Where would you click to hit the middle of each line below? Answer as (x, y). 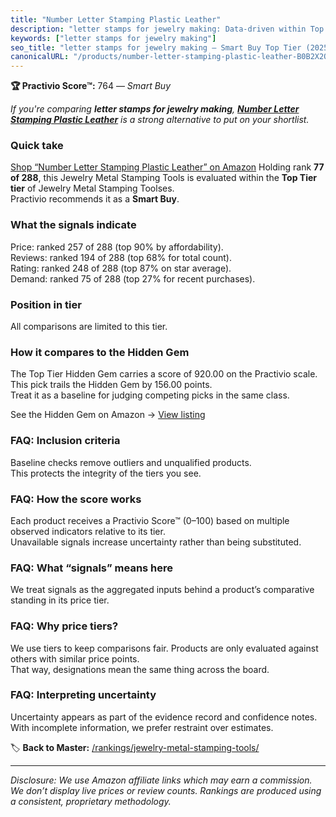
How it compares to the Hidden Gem (100, 352)
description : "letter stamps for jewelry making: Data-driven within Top (167, 29)
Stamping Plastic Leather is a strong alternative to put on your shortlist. (160, 120)
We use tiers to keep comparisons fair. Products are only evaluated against (164, 648)
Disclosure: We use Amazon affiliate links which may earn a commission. (161, 780)
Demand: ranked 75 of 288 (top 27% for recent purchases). (133, 278)
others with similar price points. (75, 658)
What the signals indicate (73, 225)
